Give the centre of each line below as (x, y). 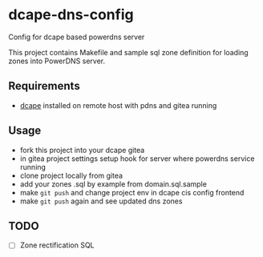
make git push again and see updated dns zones (101, 201)
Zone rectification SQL (57, 245)
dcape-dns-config (71, 15)
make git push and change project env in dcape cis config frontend (132, 192)
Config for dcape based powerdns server (77, 37)
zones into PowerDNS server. (57, 61)
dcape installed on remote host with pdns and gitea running (118, 105)
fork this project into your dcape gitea (82, 150)
